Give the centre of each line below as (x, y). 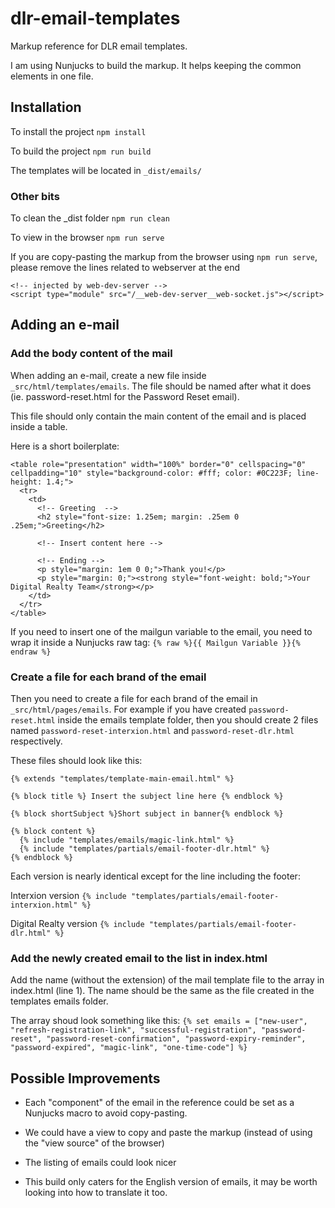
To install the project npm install (78, 131)
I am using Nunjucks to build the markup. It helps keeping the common (156, 65)
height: (26, 482)
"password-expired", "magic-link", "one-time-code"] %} (129, 1048)
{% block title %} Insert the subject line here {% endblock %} (147, 797)
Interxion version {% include (68, 896)
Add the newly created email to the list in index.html (139, 958)
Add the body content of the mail (91, 354)
